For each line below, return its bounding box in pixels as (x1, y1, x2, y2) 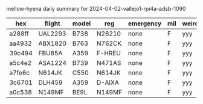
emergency (127, 19, 162, 28)
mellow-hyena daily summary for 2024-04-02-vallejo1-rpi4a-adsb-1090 (6, 5, 186, 12)
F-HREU (96, 49, 121, 57)
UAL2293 (38, 29, 66, 38)
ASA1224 (38, 59, 66, 67)
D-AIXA (96, 78, 119, 87)
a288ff (9, 29, 29, 38)
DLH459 (38, 78, 63, 87)
